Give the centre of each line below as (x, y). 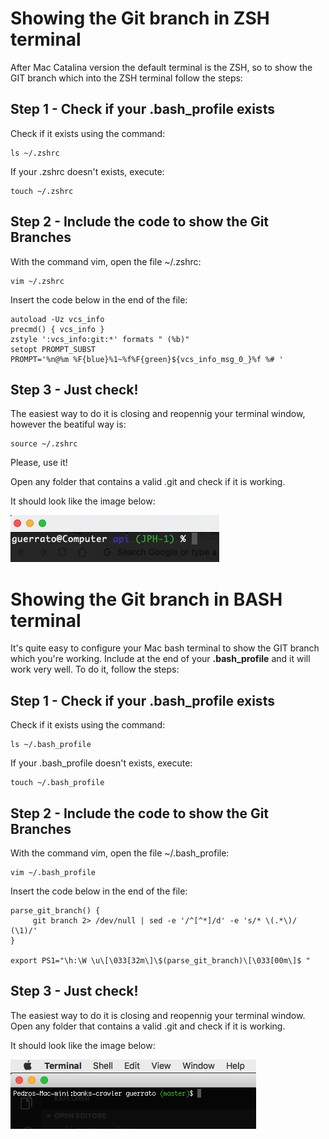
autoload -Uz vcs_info (57, 319)
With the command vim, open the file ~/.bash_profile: (120, 853)
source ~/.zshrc (44, 444)
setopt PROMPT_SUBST (53, 349)
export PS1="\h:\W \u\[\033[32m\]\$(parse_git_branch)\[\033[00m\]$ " (160, 960)
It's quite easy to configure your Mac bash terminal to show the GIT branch (165, 648)
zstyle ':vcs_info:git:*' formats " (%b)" (100, 339)
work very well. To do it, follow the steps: (95, 669)
